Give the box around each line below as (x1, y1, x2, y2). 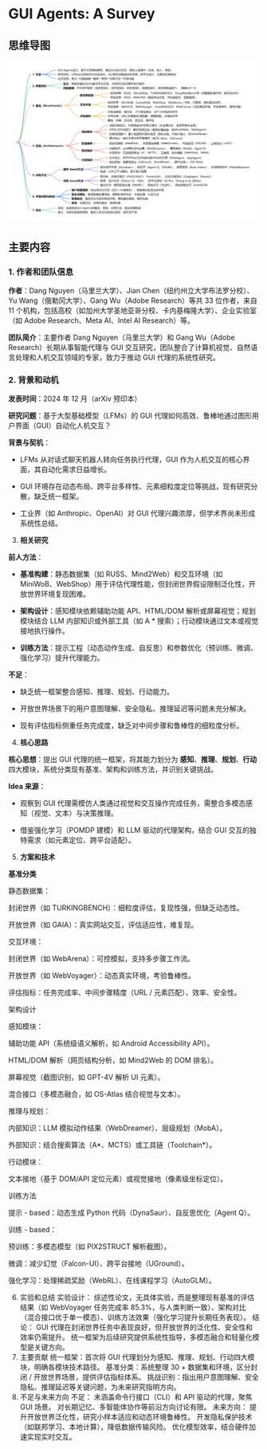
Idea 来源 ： (8, 782, 46, 791)
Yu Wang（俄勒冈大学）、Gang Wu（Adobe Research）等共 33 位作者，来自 (8, 296, 257, 305)
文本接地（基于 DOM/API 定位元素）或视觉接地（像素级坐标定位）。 (8, 1174, 228, 1184)
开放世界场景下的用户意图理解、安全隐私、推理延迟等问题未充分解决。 (19, 704, 251, 713)
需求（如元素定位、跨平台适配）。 (26, 835, 135, 845)
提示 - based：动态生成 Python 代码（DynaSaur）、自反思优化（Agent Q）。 (8, 1208, 255, 1218)
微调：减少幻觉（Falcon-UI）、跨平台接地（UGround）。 (8, 1259, 189, 1268)
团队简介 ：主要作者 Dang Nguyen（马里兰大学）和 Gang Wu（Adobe (8, 332, 235, 343)
